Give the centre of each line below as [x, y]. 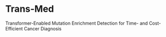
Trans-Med [30, 9]
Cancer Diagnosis [43, 28]
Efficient [14, 28]
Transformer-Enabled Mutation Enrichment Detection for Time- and [77, 23]
